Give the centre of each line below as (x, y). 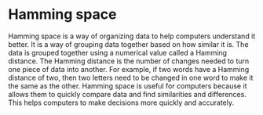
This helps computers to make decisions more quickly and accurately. (121, 102)
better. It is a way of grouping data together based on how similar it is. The (128, 44)
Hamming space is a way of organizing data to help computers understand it (132, 36)
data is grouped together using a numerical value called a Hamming (118, 52)
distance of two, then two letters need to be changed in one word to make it (131, 77)
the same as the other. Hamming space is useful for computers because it (128, 86)
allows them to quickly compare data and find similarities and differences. (128, 94)
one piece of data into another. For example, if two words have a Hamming (129, 69)
